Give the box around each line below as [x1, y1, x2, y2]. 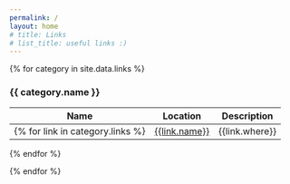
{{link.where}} [217, 124, 277, 137]
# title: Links [9, 30, 67, 39]
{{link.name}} [153, 124, 210, 137]
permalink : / [9, 13, 59, 23]
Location [162, 110, 202, 122]
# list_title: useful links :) [9, 38, 128, 48]
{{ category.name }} [9, 86, 101, 99]
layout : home [9, 22, 59, 31]
